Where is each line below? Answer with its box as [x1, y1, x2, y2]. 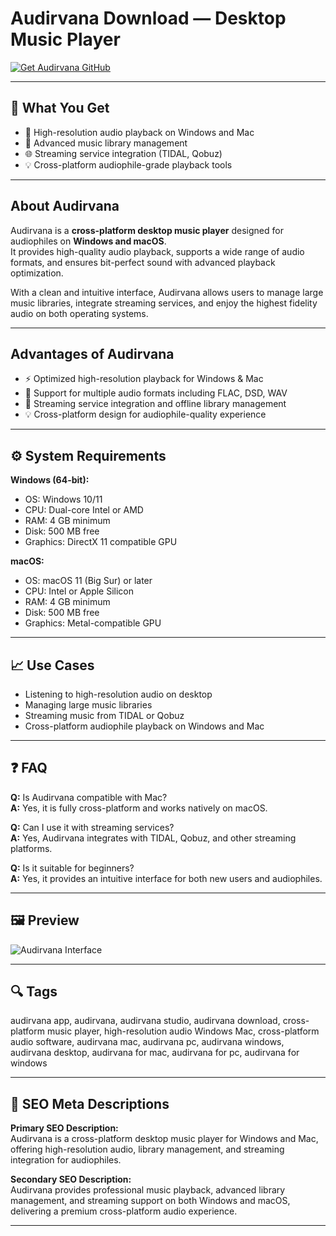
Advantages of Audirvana [10, 345, 175, 362]
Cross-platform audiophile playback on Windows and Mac [24, 720, 265, 732]
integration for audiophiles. [10, 1154, 122, 1166]
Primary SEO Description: [10, 1122, 119, 1134]
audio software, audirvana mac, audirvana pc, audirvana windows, [10, 1036, 285, 1048]
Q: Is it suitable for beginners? [10, 862, 135, 874]
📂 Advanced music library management [24, 137, 188, 149]
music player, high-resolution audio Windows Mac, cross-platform [46, 1025, 320, 1037]
